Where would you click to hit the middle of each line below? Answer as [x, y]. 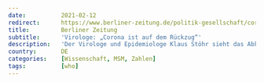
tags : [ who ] [44, 66]
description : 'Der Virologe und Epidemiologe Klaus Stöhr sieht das [126, 45]
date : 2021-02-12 [52, 15]
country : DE [38, 52]
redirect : [24, 23]
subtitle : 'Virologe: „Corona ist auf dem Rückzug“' [105, 37]
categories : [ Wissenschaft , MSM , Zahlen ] [82, 59]
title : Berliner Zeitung [63, 30]
